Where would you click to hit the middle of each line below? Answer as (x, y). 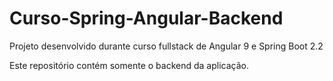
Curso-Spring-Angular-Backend (146, 18)
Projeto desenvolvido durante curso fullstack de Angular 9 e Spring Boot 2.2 (166, 46)
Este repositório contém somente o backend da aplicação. (129, 65)
